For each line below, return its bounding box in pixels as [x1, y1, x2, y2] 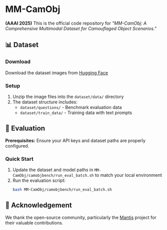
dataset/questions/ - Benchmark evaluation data [20, 104, 122, 110]
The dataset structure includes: [12, 99, 78, 105]
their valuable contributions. [5, 219, 63, 225]
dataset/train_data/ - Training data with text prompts [20, 109, 132, 116]
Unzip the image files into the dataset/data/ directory [12, 93, 124, 99]
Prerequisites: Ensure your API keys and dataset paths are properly [5, 137, 146, 144]
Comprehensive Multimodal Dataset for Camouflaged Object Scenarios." [5, 25, 157, 31]
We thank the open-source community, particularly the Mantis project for [5, 214, 157, 220]
